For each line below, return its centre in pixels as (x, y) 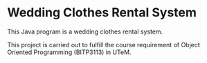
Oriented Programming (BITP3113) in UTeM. (69, 52)
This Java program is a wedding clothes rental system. (85, 32)
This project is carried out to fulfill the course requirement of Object (104, 45)
